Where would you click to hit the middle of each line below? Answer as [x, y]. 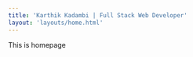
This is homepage [37, 45]
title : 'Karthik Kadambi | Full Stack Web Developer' [98, 15]
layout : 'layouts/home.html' [56, 23]
